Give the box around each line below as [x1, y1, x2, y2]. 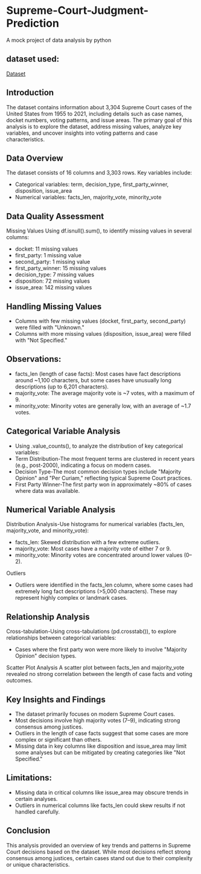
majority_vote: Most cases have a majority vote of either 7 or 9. [14, 545, 171, 553]
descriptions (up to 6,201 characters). [14, 383, 109, 390]
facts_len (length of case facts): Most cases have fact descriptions [14, 370, 181, 378]
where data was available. [14, 487, 80, 494]
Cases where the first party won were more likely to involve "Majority [14, 646, 187, 653]
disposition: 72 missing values [14, 277, 91, 284]
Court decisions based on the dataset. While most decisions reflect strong [6, 848, 191, 855]
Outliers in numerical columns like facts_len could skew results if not [14, 802, 185, 809]
